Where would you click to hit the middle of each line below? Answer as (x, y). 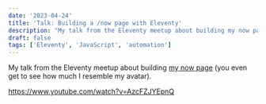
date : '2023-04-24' (40, 15)
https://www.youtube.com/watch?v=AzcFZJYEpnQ (91, 91)
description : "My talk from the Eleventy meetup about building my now (129, 30)
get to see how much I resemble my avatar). (80, 76)
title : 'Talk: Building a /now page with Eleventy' (95, 23)
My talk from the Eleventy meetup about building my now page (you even (128, 67)
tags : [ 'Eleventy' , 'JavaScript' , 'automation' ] (90, 45)
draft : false (30, 38)
